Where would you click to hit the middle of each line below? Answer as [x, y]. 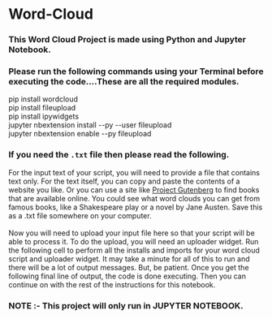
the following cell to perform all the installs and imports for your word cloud [134, 250]
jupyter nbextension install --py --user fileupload [90, 125]
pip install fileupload [42, 108]
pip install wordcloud [43, 99]
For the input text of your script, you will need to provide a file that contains [134, 172]
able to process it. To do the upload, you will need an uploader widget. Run [134, 241]
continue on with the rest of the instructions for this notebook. [112, 284]
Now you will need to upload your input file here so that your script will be [132, 233]
